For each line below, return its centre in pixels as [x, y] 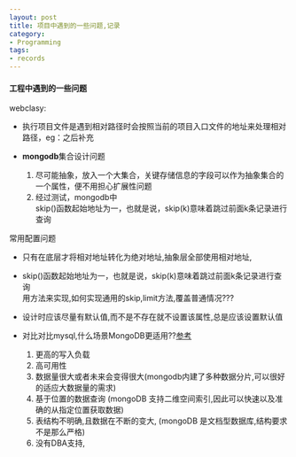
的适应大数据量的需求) [76, 388]
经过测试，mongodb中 [76, 198]
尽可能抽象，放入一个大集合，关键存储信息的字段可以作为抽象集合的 [160, 175]
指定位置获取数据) [91, 410]
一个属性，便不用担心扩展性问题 [93, 186]
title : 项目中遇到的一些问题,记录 [65, 26]
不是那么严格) [60, 432]
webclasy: [28, 108]
